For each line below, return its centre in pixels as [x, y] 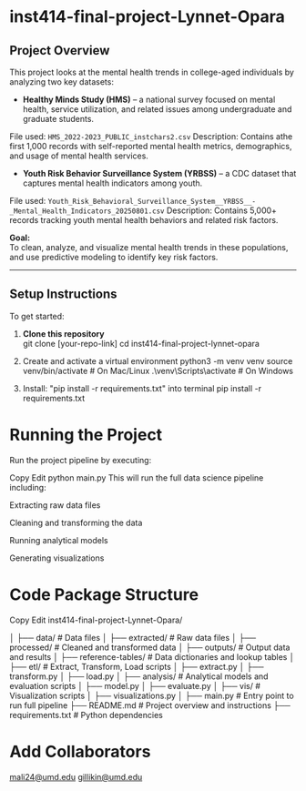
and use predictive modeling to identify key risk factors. [114, 257]
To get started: [37, 316]
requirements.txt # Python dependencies [87, 715]
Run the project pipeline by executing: [81, 460]
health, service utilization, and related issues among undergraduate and [157, 109]
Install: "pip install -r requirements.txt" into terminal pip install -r [142, 388]
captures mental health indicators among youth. [112, 183]
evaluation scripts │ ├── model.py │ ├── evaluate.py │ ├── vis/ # [135, 685]
